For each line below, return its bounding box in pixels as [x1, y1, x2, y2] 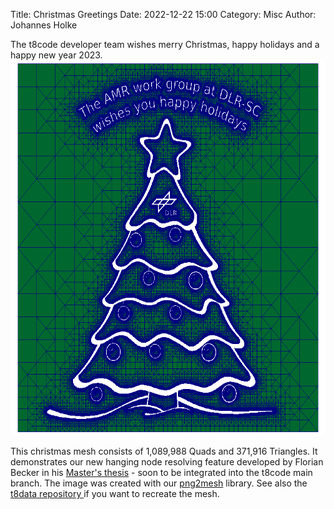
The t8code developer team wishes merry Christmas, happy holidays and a [10, 39, 320, 50]
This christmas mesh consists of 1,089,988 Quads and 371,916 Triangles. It [10, 445, 318, 457]
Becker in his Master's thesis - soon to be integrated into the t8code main [10, 467, 313, 478]
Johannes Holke [10, 19, 78, 31]
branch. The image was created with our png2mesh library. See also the [10, 477, 308, 489]
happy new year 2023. [10, 49, 103, 61]
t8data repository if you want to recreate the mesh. [10, 488, 220, 499]
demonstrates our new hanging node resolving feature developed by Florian [10, 456, 324, 468]
